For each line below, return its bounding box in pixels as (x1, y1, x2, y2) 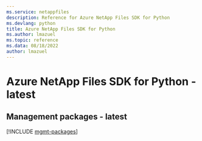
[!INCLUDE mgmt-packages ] (6, 128, 78, 135)
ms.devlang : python (6, 20, 56, 26)
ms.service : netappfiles (6, 9, 69, 15)
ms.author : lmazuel (6, 32, 56, 38)
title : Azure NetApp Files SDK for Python (6, 26, 116, 32)
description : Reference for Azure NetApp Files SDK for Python (6, 15, 170, 21)
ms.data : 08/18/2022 (6, 43, 59, 49)
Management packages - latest (6, 112, 128, 122)
